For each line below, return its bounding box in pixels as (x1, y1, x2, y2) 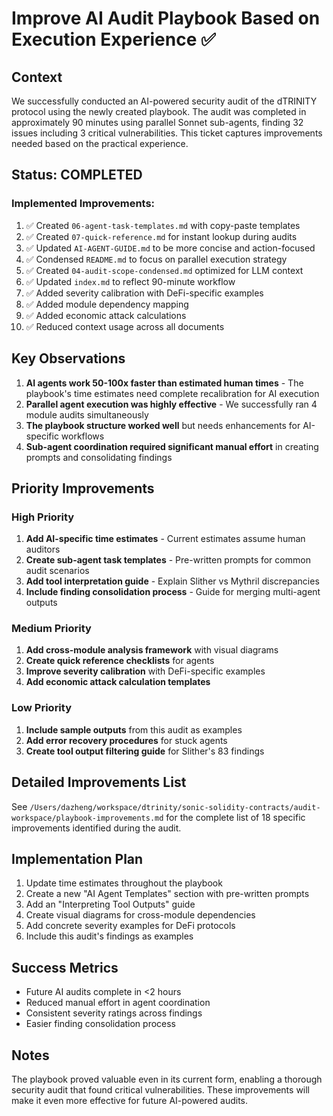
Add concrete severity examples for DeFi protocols (25, 920, 236, 932)
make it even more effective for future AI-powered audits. (11, 1095, 248, 1107)
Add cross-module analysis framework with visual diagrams (25, 644, 279, 656)
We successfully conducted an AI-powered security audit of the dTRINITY (11, 95, 318, 107)
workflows (60, 430, 105, 442)
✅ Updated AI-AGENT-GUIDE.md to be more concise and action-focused (25, 242, 316, 254)
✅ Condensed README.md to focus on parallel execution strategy (25, 253, 288, 265)
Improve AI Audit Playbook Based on (11, 7, 321, 30)
